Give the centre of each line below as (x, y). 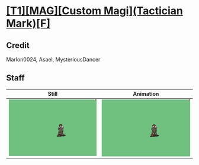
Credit (18, 45)
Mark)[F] (28, 23)
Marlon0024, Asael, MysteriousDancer (53, 59)
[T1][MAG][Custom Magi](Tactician (95, 11)
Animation (146, 94)
